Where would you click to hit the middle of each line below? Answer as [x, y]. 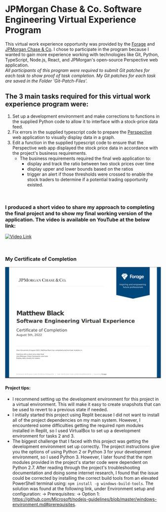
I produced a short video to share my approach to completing [80, 207]
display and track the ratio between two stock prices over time [91, 163]
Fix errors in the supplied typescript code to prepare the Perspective [82, 132]
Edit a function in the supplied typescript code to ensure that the [78, 142]
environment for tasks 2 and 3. [43, 436]
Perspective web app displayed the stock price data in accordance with [85, 148]
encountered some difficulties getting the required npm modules [78, 425]
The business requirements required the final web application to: [85, 158]
